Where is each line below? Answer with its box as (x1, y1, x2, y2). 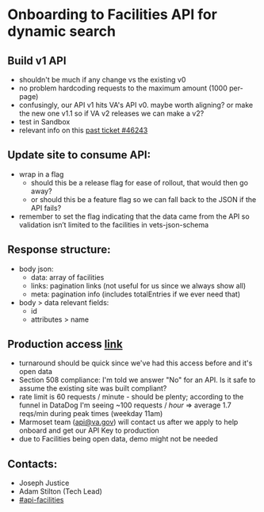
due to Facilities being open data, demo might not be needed (18, 434, 219, 444)
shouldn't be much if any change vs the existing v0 (18, 75, 186, 84)
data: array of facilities (30, 272, 105, 282)
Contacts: (7, 457, 58, 471)
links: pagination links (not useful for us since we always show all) (30, 281, 247, 290)
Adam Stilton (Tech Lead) (18, 487, 102, 496)
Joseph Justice (18, 478, 70, 488)
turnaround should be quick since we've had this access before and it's (18, 358, 253, 368)
